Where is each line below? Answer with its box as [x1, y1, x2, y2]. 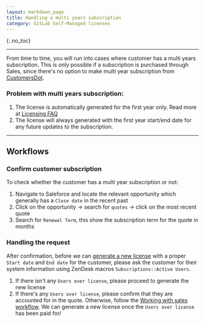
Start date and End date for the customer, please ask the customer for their [6, 258, 197, 266]
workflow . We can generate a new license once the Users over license [15, 303, 195, 310]
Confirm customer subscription [6, 165, 102, 173]
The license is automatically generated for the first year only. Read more [15, 103, 197, 111]
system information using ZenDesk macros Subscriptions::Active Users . [6, 265, 191, 272]
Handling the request [6, 238, 70, 247]
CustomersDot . [6, 74, 45, 81]
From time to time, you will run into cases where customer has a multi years [6, 54, 196, 62]
